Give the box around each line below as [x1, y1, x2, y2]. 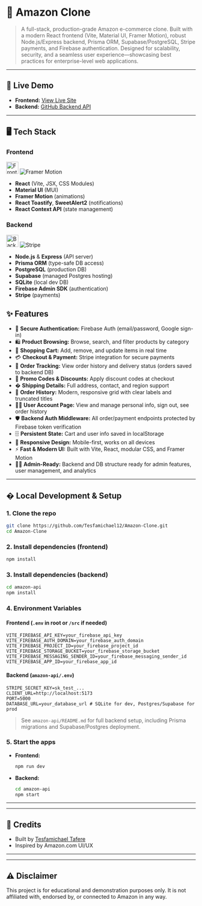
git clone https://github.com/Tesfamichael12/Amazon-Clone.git [6, 523, 168, 529]
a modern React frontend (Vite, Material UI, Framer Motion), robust [20, 31, 186, 39]
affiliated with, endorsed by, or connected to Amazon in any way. [6, 893, 167, 901]
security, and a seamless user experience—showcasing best [20, 51, 171, 58]
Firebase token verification [14, 423, 82, 430]
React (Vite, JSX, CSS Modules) [14, 180, 94, 187]
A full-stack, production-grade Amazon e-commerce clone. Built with [20, 25, 193, 33]
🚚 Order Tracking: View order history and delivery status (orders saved [14, 362, 192, 370]
